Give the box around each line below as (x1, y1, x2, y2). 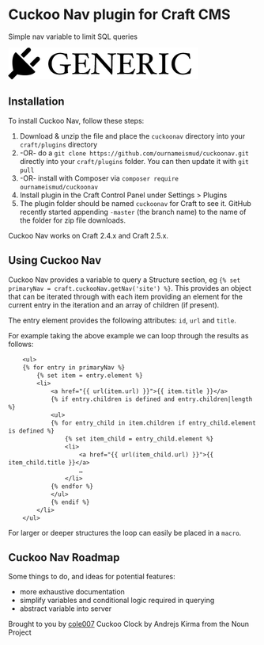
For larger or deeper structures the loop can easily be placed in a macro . (8, 528, 242, 537)
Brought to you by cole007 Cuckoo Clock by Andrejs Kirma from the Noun (8, 620, 250, 629)
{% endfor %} (50, 482, 93, 490)
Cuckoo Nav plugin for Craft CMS (8, 6, 231, 24)
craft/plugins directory (19, 139, 98, 149)
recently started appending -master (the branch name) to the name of (19, 207, 247, 216)
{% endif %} (50, 498, 90, 506)
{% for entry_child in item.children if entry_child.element (50, 418, 257, 427)
